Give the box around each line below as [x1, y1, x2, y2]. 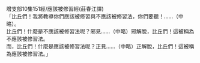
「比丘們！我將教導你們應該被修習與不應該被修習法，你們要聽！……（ [6, 13, 179, 20]
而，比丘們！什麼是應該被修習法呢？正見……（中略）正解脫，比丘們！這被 [6, 43, 189, 50]
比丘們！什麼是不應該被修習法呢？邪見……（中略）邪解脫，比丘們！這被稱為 [6, 28, 195, 35]
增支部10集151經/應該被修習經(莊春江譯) [6, 5, 104, 12]
